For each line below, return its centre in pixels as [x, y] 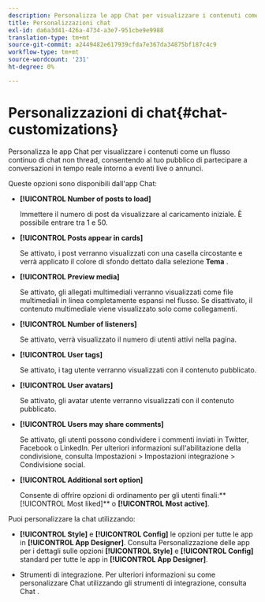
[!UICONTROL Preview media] [69, 276]
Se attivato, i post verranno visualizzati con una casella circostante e [131, 252]
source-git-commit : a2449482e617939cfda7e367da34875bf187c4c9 [112, 45]
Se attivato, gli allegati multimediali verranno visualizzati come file [127, 292]
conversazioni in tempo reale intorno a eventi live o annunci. [106, 168]
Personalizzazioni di [76, 112]
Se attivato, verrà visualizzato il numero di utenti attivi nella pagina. [128, 339]
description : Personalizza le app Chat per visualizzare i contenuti [125, 15]
